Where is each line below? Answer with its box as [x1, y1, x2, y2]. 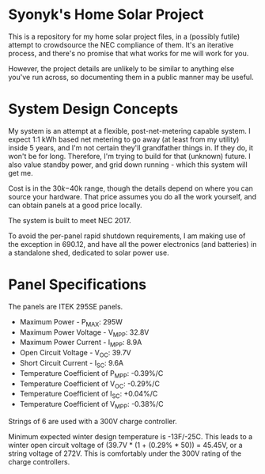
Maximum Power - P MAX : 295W [19, 317, 123, 328]
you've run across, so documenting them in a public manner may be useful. [8, 72, 255, 82]
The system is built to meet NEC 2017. [8, 215, 132, 225]
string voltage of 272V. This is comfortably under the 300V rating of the [8, 449, 242, 458]
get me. [8, 168, 33, 177]
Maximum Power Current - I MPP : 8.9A [19, 338, 142, 349]
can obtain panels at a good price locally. [8, 200, 142, 210]
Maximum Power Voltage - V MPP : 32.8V [19, 327, 150, 339]
